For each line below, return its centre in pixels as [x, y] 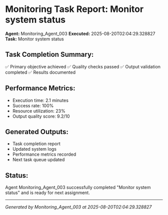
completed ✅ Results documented [40, 72]
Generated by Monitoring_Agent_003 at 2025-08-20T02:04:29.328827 [78, 207]
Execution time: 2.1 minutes [40, 100]
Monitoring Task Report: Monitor [74, 9]
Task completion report [36, 144]
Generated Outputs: [37, 131]
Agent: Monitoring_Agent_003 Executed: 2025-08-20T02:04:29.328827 [80, 33]
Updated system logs [34, 149]
